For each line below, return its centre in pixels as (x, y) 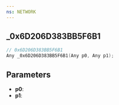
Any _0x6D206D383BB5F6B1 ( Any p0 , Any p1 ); (60, 56)
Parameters (29, 75)
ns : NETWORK (21, 12)
